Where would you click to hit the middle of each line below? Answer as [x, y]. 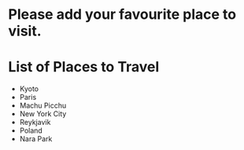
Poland [31, 130]
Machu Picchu [43, 106]
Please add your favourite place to [122, 15]
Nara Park [36, 139]
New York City [43, 114]
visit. [25, 31]
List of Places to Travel [84, 67]
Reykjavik [35, 123]
